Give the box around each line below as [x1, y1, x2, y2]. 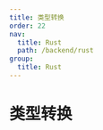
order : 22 [9, 21, 47, 30]
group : [9, 54, 34, 63]
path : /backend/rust [17, 46, 94, 55]
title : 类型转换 [9, 12, 64, 22]
